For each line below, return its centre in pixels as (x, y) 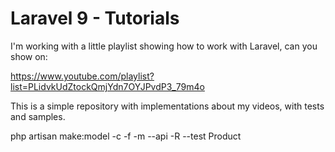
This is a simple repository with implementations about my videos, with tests (167, 106)
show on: (29, 56)
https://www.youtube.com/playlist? (82, 76)
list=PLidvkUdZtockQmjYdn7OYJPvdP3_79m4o (107, 86)
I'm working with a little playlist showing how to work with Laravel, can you (164, 46)
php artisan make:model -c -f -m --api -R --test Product (126, 136)
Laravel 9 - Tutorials (95, 18)
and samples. (38, 116)
